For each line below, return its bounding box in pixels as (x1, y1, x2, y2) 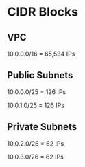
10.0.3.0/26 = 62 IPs (7, 153, 64, 161)
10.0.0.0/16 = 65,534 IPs (7, 49, 75, 58)
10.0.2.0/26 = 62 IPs (7, 139, 64, 148)
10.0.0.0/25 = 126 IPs (7, 87, 66, 96)
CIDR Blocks (7, 4, 79, 20)
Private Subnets (7, 121, 77, 133)
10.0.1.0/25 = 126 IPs (7, 101, 65, 109)
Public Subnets (7, 69, 73, 81)
